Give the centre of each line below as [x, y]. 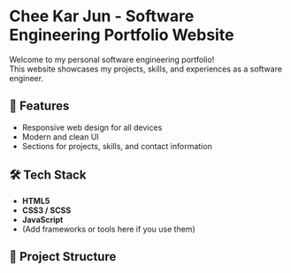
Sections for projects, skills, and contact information [117, 146]
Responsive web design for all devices [92, 127]
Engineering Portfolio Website [122, 35]
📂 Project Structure [63, 257]
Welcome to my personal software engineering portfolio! [112, 59]
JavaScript [42, 219]
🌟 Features [39, 106]
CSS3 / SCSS [46, 210]
